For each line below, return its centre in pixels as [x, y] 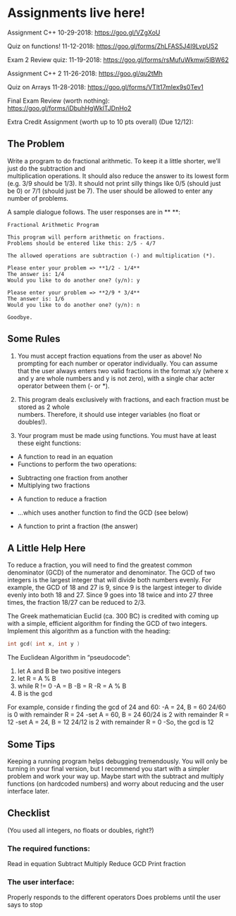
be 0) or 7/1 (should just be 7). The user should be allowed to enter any [110, 191]
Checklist [29, 814]
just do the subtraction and [46, 168]
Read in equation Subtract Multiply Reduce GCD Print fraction [97, 864]
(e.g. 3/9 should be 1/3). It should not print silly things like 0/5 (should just [114, 183]
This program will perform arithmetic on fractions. [86, 237]
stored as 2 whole [44, 407]
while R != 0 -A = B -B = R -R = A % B [72, 686]
